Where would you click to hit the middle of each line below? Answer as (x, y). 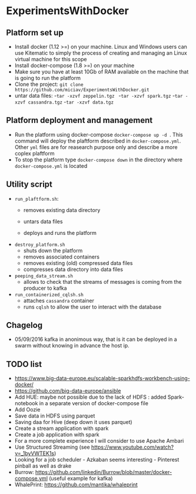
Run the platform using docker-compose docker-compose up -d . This (99, 134)
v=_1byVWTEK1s (34, 453)
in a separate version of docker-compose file (94, 403)
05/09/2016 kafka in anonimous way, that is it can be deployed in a (96, 339)
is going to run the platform (48, 78)
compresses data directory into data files (73, 269)
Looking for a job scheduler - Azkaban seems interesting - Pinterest (97, 460)
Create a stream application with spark (62, 429)
